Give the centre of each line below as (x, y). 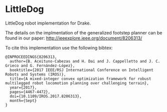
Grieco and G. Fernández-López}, (40, 65)
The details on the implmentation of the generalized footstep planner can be (84, 32)
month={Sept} (23, 100)
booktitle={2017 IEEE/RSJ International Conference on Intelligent (82, 70)
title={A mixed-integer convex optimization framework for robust (80, 78)
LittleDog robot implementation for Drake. (48, 23)
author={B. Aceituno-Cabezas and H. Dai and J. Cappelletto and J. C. (85, 61)
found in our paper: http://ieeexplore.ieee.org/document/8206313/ (74, 38)
